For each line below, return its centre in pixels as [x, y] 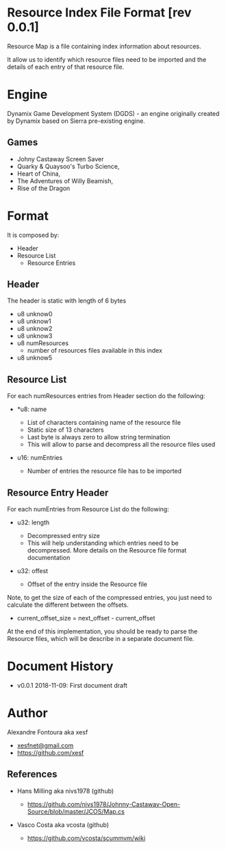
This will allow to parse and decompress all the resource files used [121, 445]
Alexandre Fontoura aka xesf [48, 732]
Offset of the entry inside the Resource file [87, 584]
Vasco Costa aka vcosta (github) [63, 824]
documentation [49, 558]
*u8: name [32, 409]
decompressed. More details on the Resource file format [107, 550]
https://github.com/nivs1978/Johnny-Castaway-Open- [103, 804]
